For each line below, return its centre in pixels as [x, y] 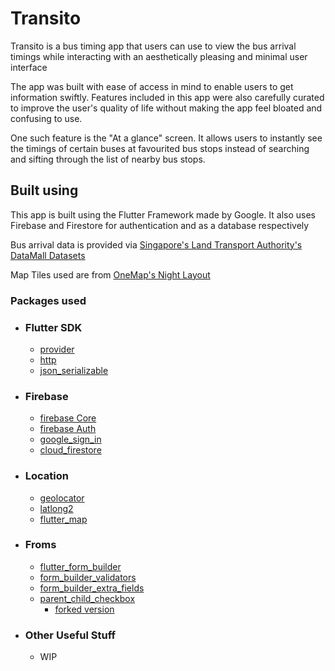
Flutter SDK [53, 327]
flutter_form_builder [80, 566]
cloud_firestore [70, 450]
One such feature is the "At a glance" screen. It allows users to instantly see [166, 138]
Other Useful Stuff [70, 635]
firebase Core [68, 418]
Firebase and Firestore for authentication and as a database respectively [160, 225]
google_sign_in [70, 439]
